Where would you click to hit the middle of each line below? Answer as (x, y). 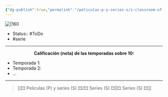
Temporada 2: (27, 68)
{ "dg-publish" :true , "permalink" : (40, 10)
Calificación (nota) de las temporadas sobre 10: (84, 53)
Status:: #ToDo (28, 33)
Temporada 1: (26, 63)
